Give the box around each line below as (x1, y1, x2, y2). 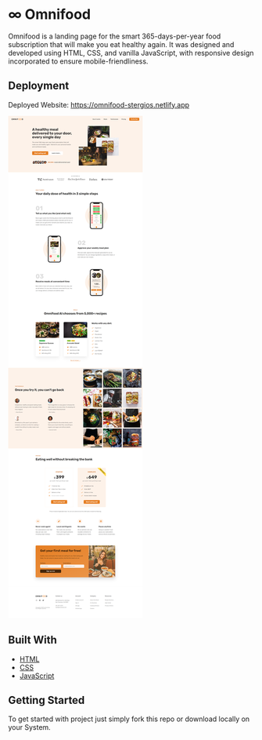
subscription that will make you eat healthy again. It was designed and (8, 39, 235, 49)
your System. (8, 723, 51, 732)
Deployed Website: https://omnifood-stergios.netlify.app (8, 100, 190, 109)
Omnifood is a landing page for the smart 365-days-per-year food (8, 31, 221, 41)
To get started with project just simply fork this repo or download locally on (8, 714, 250, 724)
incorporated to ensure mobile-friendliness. (8, 57, 149, 66)
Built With (8, 633, 57, 647)
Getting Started (8, 693, 85, 707)
